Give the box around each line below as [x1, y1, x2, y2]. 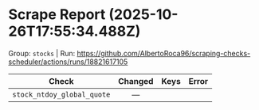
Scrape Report [8, 6, 106, 24]
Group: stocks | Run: [8, 48, 76, 58]
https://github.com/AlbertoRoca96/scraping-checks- [77, 48, 251, 58]
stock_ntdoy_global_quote [12, 89, 111, 99]
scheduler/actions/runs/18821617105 [8, 57, 128, 66]
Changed [118, 75, 154, 86]
